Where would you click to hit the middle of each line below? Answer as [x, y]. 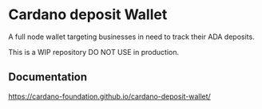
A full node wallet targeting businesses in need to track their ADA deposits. [131, 37]
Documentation [48, 77]
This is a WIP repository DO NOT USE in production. [94, 52]
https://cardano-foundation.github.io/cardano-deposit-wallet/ [110, 96]
